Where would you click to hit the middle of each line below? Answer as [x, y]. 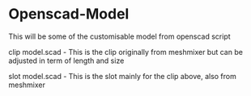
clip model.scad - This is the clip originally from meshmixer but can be [125, 52]
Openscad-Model [69, 14]
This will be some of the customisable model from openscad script [119, 36]
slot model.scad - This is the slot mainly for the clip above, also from [122, 76]
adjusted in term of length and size [66, 61]
